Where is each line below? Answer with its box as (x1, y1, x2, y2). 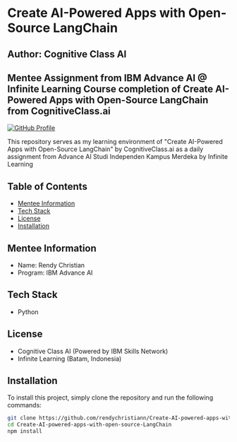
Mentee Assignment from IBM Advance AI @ (7, 72, 207, 84)
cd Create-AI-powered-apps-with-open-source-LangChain (7, 422, 172, 429)
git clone (7, 414, 37, 422)
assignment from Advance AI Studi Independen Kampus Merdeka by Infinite (7, 153, 228, 161)
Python (17, 307, 39, 316)
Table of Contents (7, 180, 88, 192)
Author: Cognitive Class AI (7, 48, 127, 60)
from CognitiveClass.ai (7, 104, 111, 117)
